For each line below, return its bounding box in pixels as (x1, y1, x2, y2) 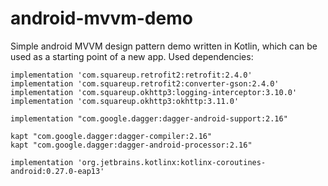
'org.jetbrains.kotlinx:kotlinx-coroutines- (77, 157, 267, 167)
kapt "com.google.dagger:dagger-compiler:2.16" (10, 131, 213, 141)
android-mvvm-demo (10, 7, 193, 30)
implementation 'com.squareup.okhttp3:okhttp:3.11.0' (10, 96, 240, 106)
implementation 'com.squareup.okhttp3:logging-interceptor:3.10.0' (10, 87, 298, 97)
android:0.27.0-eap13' (10, 166, 105, 176)
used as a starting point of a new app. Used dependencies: (10, 50, 254, 62)
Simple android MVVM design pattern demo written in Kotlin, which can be (10, 40, 318, 52)
